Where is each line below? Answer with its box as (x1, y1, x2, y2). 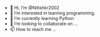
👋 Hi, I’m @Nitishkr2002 (9, 5, 59, 10)
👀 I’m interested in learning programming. (9, 10, 95, 16)
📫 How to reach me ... (9, 26, 56, 32)
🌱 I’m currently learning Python (9, 15, 74, 21)
